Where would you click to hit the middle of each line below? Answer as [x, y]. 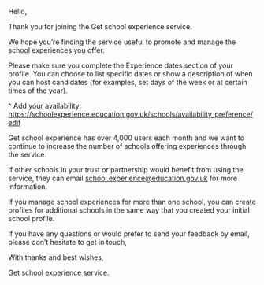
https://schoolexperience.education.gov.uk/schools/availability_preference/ [131, 114]
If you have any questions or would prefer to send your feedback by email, [129, 234]
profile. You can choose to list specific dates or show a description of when [131, 74]
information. [28, 187]
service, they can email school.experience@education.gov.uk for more [123, 178]
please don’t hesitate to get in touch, [68, 242]
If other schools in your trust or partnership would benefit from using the [126, 170]
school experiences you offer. [56, 50]
